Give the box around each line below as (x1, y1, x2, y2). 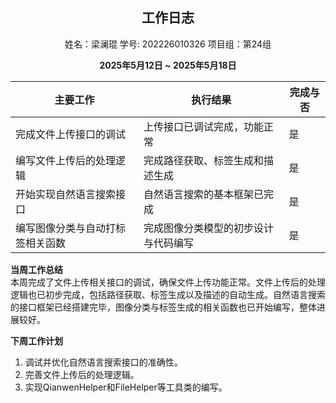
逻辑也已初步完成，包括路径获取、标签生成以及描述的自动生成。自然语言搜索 (10, 288, 326, 300)
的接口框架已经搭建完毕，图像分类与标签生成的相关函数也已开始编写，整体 (10, 301, 317, 313)
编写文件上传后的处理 (15, 153, 117, 167)
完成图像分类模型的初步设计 (143, 221, 274, 235)
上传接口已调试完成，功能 (143, 119, 264, 133)
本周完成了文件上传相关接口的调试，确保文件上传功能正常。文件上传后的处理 (10, 276, 326, 288)
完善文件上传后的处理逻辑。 (24, 368, 140, 380)
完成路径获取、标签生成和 (143, 153, 264, 167)
